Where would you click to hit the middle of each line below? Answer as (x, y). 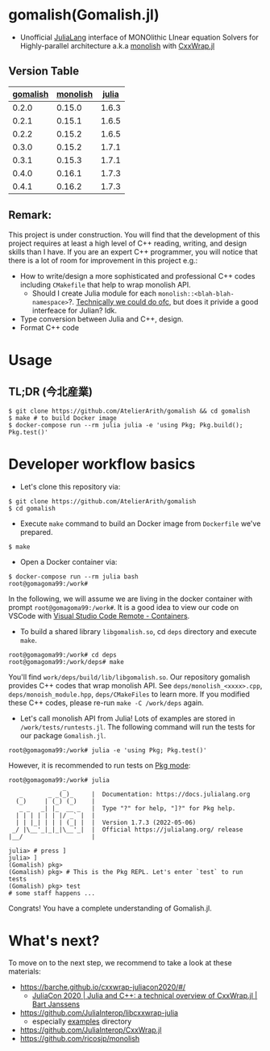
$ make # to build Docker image (62, 418)
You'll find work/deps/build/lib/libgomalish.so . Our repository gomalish (129, 677)
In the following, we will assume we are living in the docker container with (131, 599)
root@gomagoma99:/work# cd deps (62, 655)
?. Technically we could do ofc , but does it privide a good (163, 301)
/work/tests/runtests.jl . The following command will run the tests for (137, 727)
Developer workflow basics (102, 464)
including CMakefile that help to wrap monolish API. (105, 284)
